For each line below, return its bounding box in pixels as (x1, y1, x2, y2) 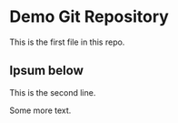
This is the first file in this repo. (9, 36, 125, 47)
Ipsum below (9, 63, 84, 78)
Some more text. (9, 105, 72, 116)
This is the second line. (9, 87, 96, 97)
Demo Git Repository (9, 6, 170, 27)
